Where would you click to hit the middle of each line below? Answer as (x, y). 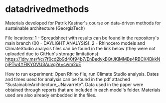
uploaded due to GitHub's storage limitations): (52, 54)
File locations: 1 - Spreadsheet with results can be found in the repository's (82, 38)
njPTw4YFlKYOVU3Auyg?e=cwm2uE (43, 64)
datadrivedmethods (47, 9)
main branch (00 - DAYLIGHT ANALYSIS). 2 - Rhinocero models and (75, 43)
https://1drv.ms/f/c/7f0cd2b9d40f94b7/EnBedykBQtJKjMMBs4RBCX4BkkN (83, 59)
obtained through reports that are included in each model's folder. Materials (83, 90)
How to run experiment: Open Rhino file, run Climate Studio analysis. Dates (82, 74)
